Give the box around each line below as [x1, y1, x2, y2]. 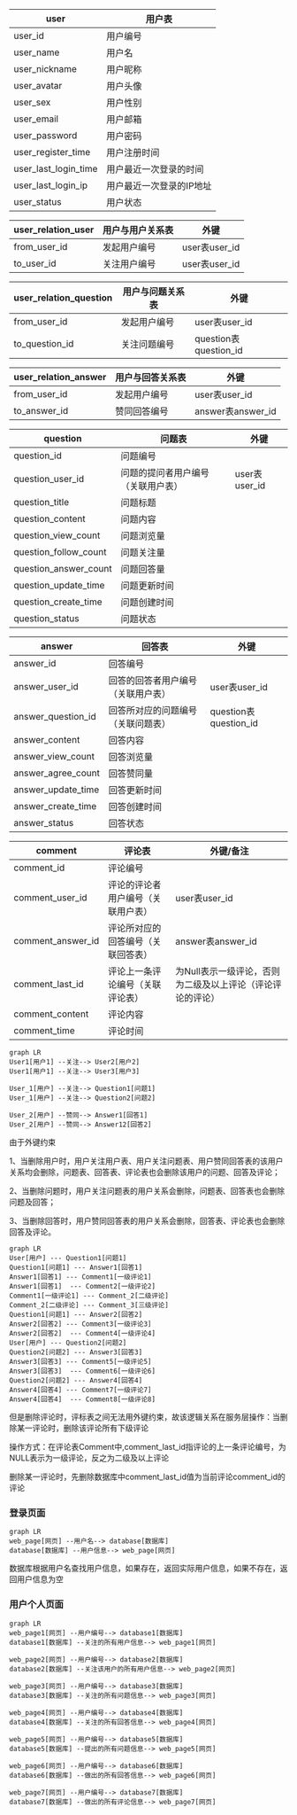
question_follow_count [13, 546, 107, 557]
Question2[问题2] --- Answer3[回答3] [9, 1348, 143, 1357]
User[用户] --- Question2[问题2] [9, 1338, 127, 1347]
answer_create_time [13, 800, 97, 812]
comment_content [13, 1008, 89, 1020]
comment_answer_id [13, 935, 100, 946]
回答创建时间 [108, 801, 162, 813]
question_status [13, 612, 80, 624]
